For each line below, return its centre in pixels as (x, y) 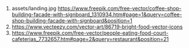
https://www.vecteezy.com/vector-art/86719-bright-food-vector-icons (97, 27)
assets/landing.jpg (34, 8)
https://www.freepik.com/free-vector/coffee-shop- (120, 8)
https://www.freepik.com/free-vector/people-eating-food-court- (90, 33)
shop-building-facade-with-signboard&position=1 (72, 21)
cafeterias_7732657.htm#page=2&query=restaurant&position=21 (90, 39)
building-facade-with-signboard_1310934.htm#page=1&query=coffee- (97, 14)
